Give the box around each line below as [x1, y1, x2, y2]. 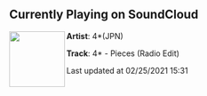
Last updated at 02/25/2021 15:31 [66, 65, 188, 76]
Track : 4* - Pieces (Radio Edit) [66, 48, 180, 59]
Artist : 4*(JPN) [66, 30, 124, 41]
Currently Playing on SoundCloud [9, 7, 199, 22]
